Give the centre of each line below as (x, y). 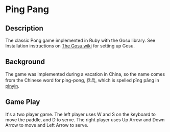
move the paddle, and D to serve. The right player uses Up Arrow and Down (85, 120)
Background (25, 62)
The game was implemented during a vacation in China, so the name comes (85, 74)
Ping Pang (27, 9)
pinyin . (12, 86)
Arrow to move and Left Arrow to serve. (47, 125)
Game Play (23, 102)
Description (24, 28)
